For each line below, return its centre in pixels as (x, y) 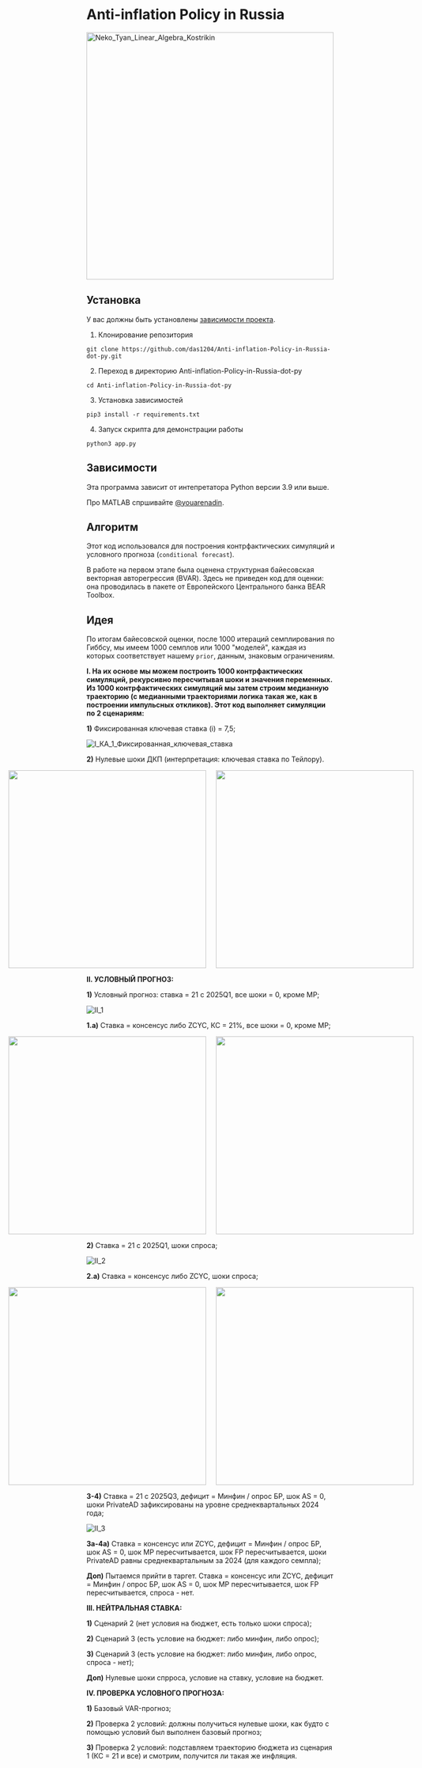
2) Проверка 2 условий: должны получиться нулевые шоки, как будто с (208, 1724)
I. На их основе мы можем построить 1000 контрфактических (195, 671)
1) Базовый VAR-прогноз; (129, 1709)
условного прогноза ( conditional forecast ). (160, 555)
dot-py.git (104, 356)
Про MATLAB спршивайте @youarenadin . (155, 502)
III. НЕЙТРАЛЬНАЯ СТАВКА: (134, 1608)
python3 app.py (111, 444)
